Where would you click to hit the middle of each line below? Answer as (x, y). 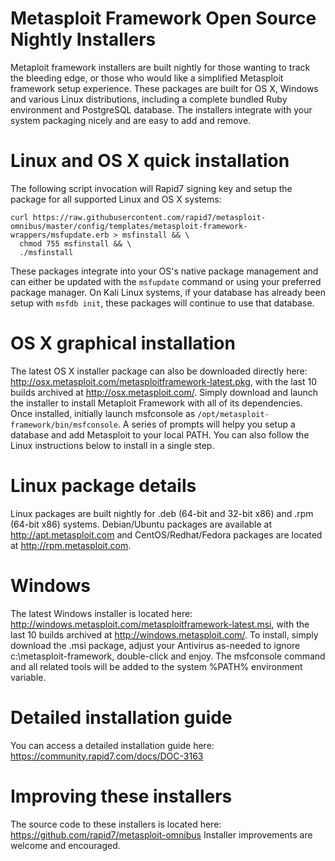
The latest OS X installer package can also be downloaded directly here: (159, 371)
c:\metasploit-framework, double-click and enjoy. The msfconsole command (168, 656)
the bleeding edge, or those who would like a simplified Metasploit (147, 78)
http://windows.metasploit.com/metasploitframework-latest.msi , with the (160, 624)
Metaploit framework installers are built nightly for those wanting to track (160, 67)
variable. (28, 677)
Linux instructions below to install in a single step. (112, 445)
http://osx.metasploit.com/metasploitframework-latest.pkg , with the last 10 (164, 381)
